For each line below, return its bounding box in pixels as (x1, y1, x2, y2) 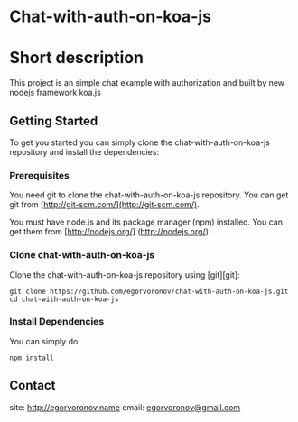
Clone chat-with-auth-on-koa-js (9, 249, 155, 261)
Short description (9, 48, 144, 69)
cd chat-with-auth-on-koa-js (9, 295, 119, 304)
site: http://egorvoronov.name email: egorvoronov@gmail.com (9, 401, 241, 412)
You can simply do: (9, 335, 81, 346)
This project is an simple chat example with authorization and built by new (9, 78, 285, 88)
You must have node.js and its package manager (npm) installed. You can (9, 216, 283, 227)
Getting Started (9, 113, 98, 128)
